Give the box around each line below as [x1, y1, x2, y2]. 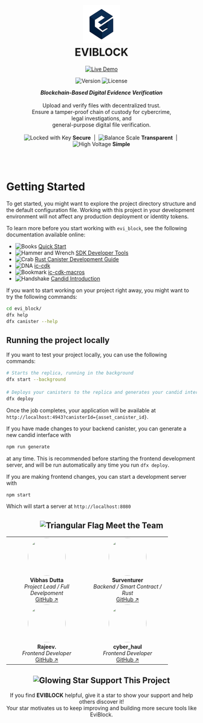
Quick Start [38, 242, 66, 250]
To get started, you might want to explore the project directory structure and [6, 199, 196, 207]
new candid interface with [6, 431, 71, 438]
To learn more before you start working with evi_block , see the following [6, 224, 187, 232]
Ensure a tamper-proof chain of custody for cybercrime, [31, 108, 172, 115]
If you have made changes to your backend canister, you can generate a [6, 425, 187, 432]
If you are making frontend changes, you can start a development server [6, 473, 187, 480]
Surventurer [111, 576, 144, 584]
